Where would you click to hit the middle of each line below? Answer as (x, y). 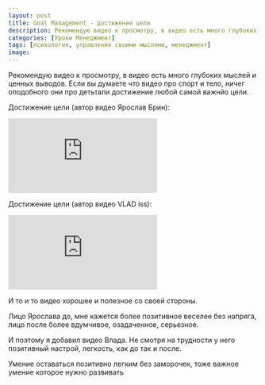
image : (19, 52)
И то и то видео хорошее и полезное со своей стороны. (103, 301)
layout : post (30, 15)
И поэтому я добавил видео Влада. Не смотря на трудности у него (122, 340)
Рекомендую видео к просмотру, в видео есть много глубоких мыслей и (132, 75)
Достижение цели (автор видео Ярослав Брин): (89, 107)
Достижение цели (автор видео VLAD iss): (80, 204)
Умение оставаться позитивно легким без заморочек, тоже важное (124, 364)
